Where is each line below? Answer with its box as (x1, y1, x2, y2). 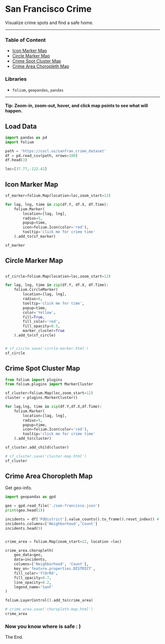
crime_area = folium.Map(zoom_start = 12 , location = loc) (5, 539, 122, 544)
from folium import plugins (5, 377, 63, 382)
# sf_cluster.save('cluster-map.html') (5, 453, 87, 459)
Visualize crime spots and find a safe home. (5, 20, 94, 26)
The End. (5, 634, 24, 640)
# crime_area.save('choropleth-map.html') (5, 607, 93, 612)
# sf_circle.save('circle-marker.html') (5, 346, 89, 351)
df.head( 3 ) (5, 158, 27, 163)
